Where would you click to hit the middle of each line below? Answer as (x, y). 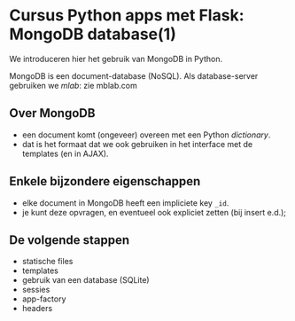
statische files (47, 262)
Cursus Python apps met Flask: (127, 16)
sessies (36, 290)
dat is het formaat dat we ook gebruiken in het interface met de (137, 144)
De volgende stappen (70, 240)
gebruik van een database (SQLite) (85, 280)
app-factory (44, 299)
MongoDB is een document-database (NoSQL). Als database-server (134, 75)
